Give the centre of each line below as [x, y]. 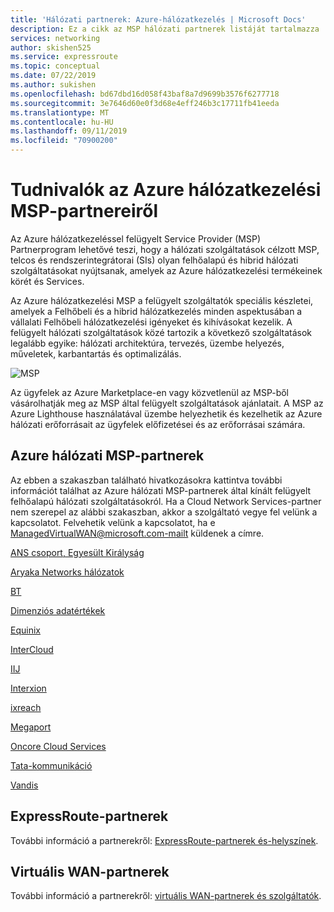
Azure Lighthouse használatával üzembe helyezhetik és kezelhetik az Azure [166, 413]
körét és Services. [47, 281]
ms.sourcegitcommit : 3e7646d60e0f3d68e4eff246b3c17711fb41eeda [145, 103]
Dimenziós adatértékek [58, 610]
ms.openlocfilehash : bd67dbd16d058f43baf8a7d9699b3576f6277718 [145, 94]
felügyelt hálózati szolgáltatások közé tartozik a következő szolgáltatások [161, 332]
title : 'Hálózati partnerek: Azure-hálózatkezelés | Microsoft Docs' [158, 19]
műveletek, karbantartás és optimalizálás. [96, 353]
